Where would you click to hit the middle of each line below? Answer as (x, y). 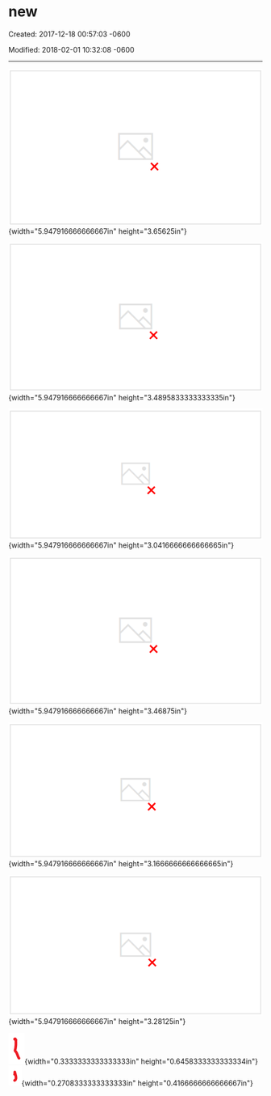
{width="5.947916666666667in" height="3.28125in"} (97, 1022)
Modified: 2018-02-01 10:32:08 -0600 (71, 49)
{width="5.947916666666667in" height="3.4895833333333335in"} (122, 398)
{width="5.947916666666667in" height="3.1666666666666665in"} (121, 864)
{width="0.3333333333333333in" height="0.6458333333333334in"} (142, 1061)
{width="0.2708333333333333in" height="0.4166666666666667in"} (138, 1083)
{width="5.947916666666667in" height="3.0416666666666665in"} (121, 545)
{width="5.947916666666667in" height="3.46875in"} (98, 711)
